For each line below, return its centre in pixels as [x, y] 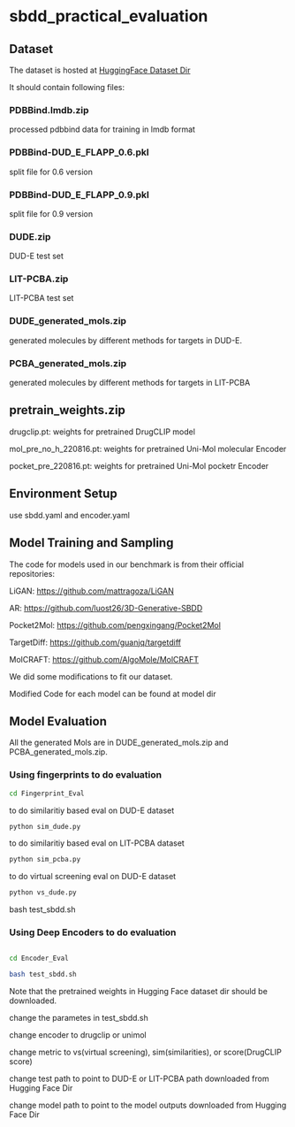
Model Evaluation [58, 721]
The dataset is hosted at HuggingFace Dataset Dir [100, 70]
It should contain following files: [67, 87]
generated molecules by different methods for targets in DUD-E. [126, 340]
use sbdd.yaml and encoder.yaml [70, 515]
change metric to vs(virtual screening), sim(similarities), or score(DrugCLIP [146, 1052]
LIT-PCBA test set [42, 298]
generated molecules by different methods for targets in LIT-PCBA [130, 383]
